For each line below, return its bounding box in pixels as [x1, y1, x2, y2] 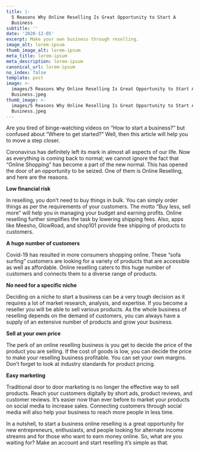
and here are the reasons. [6, 173, 69, 181]
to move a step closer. [6, 137, 60, 144]
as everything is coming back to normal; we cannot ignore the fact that [6, 155, 179, 162]
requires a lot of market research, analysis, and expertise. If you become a [6, 299, 188, 306]
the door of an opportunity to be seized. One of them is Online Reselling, [6, 167, 183, 175]
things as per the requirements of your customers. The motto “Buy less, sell [6, 203, 191, 210]
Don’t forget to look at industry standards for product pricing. [6, 361, 156, 368]
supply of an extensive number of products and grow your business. [6, 318, 173, 325]
